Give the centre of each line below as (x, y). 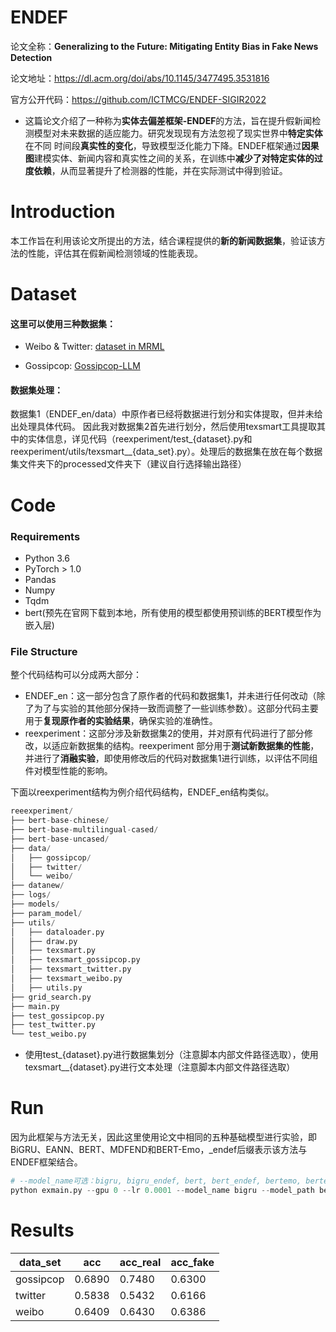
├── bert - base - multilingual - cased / (84, 830)
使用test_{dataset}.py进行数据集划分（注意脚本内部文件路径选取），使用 (171, 1055)
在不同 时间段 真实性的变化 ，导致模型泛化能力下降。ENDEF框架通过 (163, 145)
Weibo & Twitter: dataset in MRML (94, 347)
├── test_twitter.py (53, 1025)
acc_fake (192, 1262)
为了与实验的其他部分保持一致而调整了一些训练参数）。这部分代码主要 (176, 708)
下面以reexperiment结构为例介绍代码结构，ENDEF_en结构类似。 (142, 792)
